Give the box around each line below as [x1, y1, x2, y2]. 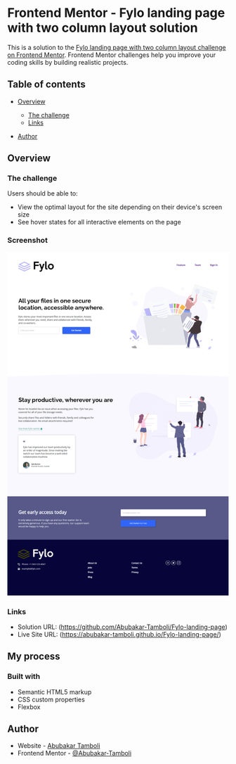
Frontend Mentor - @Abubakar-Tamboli [17, 749, 132, 758]
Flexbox [17, 702, 41, 711]
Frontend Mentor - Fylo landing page [7, 5, 225, 21]
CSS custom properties [17, 695, 86, 703]
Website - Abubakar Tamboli [17, 741, 100, 750]
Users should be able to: [7, 189, 79, 198]
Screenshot [7, 236, 48, 246]
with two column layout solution [7, 20, 198, 36]
